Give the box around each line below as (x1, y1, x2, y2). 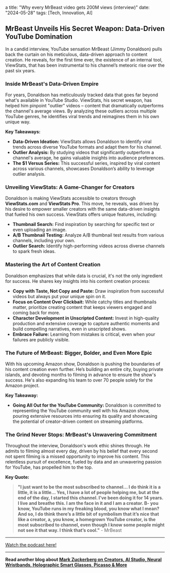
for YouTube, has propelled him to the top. (5, 464, 93, 470)
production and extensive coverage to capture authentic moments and (12, 320, 160, 326)
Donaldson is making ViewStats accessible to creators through (5, 195, 136, 202)
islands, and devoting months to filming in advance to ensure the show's (5, 371, 156, 378)
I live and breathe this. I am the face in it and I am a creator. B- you (17, 500, 158, 506)
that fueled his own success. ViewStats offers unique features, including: (5, 211, 157, 218)
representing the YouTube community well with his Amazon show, (12, 408, 150, 414)
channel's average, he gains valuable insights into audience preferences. (12, 155, 165, 161)
